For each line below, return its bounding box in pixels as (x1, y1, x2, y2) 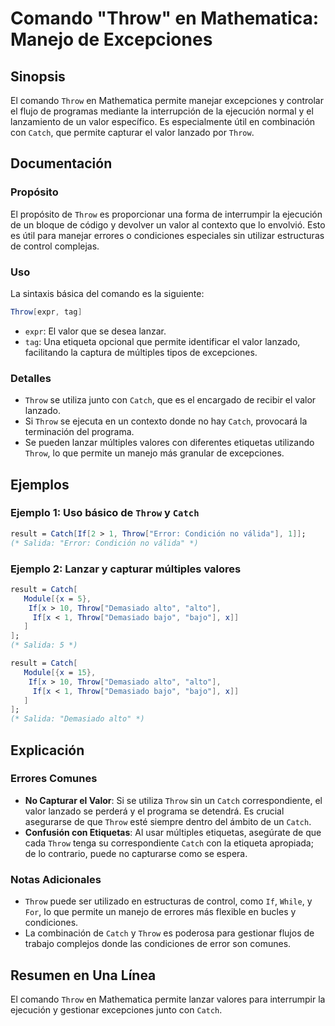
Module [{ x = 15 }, (23, 667, 97, 677)
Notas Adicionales (10, 872, 102, 886)
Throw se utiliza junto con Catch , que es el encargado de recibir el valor (24, 394, 317, 406)
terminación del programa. (24, 426, 135, 438)
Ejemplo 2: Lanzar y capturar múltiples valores (10, 562, 242, 576)
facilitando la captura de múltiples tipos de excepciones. (24, 346, 258, 358)
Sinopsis (10, 68, 66, 85)
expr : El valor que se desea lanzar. (24, 325, 167, 337)
